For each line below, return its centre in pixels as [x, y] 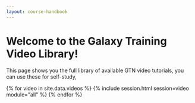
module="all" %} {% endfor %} [44, 94]
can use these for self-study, [42, 77]
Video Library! [42, 54]
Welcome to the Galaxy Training [87, 41]
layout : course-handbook [37, 12]
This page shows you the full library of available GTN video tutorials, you [95, 70]
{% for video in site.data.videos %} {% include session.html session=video [97, 88]
